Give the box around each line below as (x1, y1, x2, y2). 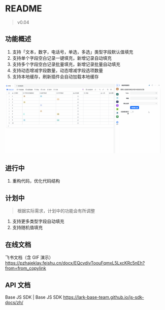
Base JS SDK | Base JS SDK (5, 294, 63, 300)
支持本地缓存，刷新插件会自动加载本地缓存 (12, 74, 99, 79)
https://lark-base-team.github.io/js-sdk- (63, 294, 144, 300)
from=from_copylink (5, 265, 46, 271)
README (5, 3, 42, 14)
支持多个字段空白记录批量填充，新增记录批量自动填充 (12, 61, 121, 67)
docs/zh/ (5, 299, 24, 305)
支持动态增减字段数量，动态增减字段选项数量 (12, 67, 103, 73)
